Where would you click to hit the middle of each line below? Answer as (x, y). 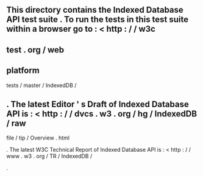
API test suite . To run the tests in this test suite (98, 20)
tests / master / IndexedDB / (41, 85)
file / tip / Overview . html (38, 138)
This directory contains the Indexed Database (95, 10)
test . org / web (35, 50)
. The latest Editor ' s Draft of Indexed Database (98, 104)
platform (23, 70)
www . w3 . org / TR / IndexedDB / (49, 156)
